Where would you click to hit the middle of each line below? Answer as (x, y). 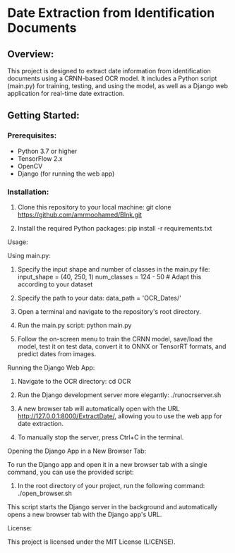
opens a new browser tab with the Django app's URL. (85, 514)
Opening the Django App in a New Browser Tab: (77, 451)
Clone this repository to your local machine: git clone (94, 207)
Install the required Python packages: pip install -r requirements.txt (115, 228)
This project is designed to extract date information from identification (109, 71)
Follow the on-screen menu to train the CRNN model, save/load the (115, 339)
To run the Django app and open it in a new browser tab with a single (107, 464)
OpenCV (30, 166)
